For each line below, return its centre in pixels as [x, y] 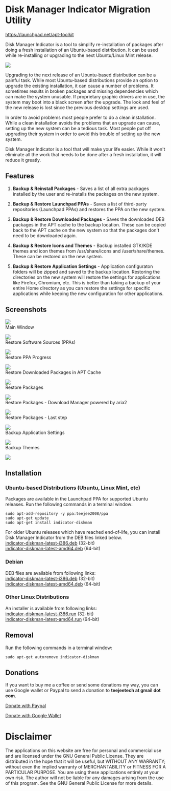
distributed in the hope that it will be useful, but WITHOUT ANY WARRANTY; [86, 761]
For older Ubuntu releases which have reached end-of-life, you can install [83, 532]
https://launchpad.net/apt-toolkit [40, 34]
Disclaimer [29, 736]
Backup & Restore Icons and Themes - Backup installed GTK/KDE [82, 245]
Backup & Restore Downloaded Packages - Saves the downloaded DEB [89, 219]
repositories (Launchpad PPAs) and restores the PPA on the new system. [89, 209]
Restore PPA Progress [28, 357]
